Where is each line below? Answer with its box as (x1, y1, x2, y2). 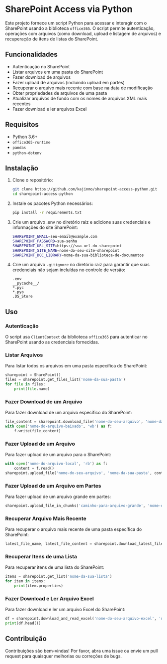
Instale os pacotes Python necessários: (12, 200, 93, 206)
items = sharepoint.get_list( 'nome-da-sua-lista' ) (5, 574, 112, 579)
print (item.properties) (14, 583, 64, 589)
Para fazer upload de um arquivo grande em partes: (5, 494, 111, 499)
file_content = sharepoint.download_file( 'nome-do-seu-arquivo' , (5, 419, 143, 424)
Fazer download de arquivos (12, 74, 71, 80)
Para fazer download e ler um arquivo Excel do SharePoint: (5, 607, 126, 613)
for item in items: (5, 579, 46, 584)
